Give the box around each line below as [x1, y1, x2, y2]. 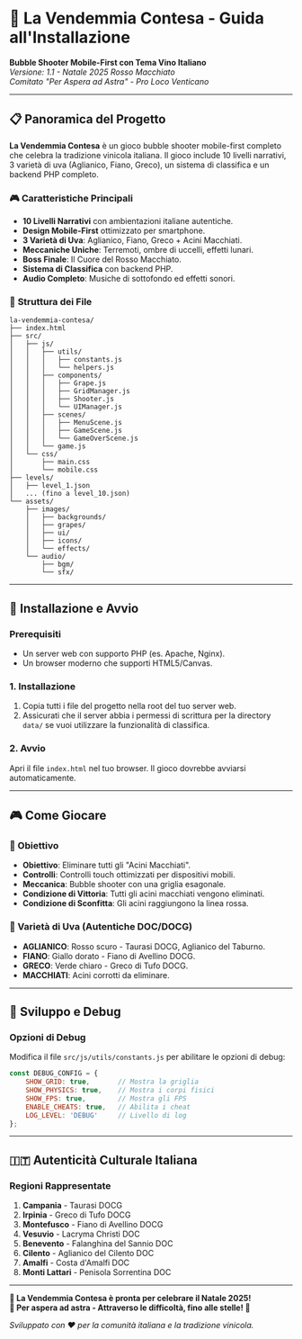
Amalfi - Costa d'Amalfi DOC [22, 1257, 130, 1268]
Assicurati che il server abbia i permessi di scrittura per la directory [22, 710, 271, 721]
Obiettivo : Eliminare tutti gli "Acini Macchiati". [22, 859, 191, 871]
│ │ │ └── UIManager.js [9, 402, 123, 412]
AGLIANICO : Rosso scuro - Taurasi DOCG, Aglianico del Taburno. [22, 940, 266, 952]
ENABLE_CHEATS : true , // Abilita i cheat [25, 1102, 191, 1111]
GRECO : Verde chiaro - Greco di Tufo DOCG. [22, 960, 189, 971]
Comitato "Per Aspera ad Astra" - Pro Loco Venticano [9, 76, 209, 86]
